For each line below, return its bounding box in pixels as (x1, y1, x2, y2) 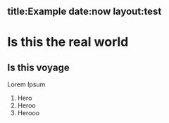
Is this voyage (7, 61, 70, 73)
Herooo (17, 109, 40, 117)
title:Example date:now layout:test (7, 6, 162, 18)
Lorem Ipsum (7, 80, 46, 89)
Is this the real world (7, 34, 129, 50)
